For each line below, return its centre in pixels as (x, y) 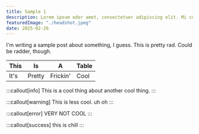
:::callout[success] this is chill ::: (45, 125)
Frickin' (60, 76)
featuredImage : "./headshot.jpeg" (49, 23)
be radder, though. (29, 52)
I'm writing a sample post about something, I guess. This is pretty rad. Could (99, 45)
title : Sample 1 (26, 12)
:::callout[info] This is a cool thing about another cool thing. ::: (81, 91)
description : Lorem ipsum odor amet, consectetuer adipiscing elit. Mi (96, 17)
